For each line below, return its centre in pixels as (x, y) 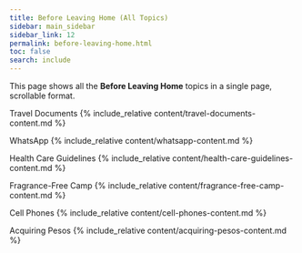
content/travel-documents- (205, 113)
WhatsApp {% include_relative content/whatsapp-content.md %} (131, 141)
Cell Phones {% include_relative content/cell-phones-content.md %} (138, 213)
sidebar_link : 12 (42, 35)
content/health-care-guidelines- (233, 158)
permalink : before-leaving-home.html (81, 43)
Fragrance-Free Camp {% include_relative (88, 186)
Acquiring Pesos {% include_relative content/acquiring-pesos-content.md (148, 230)
